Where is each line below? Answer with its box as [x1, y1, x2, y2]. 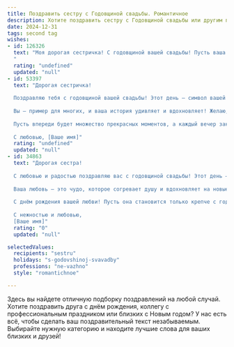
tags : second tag [7, 29, 58, 37]
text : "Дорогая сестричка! [13, 82, 92, 89]
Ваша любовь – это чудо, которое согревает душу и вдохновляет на [13, 186, 210, 193]
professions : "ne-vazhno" [13, 263, 89, 270]
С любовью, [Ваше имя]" [13, 133, 82, 140]
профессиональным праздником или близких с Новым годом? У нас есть [7, 309, 227, 318]
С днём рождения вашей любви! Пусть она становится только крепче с [13, 198, 217, 206]
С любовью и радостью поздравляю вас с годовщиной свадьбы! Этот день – [13, 172, 229, 179]
